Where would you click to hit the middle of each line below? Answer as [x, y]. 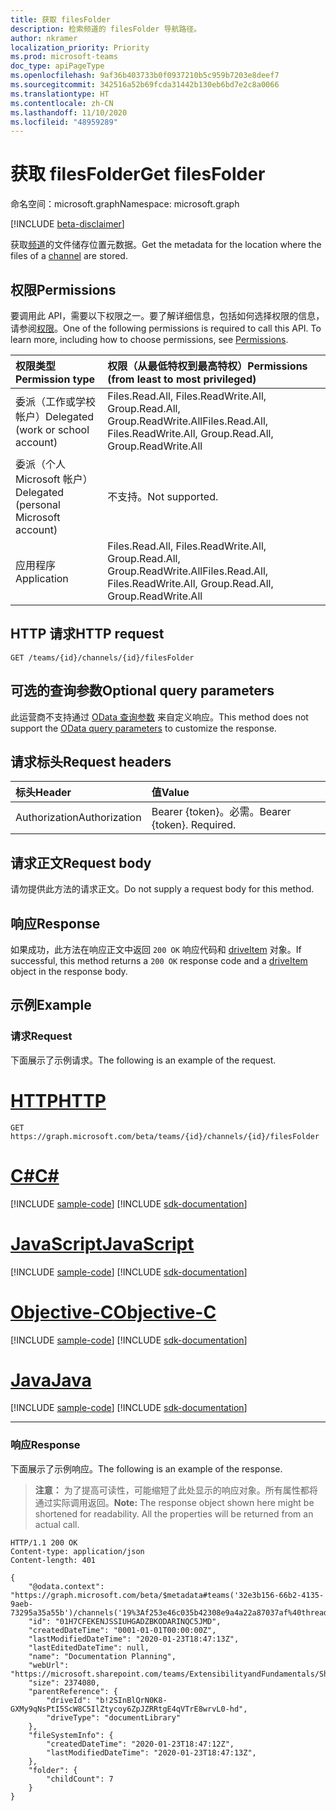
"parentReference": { [73, 1691]
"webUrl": [49, 1665]
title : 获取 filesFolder [60, 19]
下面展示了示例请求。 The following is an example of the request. [143, 1060]
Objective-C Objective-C [113, 1312]
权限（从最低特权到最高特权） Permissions [207, 366]
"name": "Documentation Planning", [102, 1656]
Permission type [55, 379]
